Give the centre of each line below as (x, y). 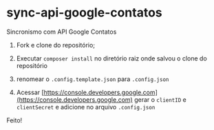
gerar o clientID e (160, 99)
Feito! (14, 120)
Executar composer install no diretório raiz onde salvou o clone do (111, 58)
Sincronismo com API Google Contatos (62, 32)
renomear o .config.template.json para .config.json (93, 79)
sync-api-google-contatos (84, 13)
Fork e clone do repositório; (56, 45)
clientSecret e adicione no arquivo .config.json (86, 107)
